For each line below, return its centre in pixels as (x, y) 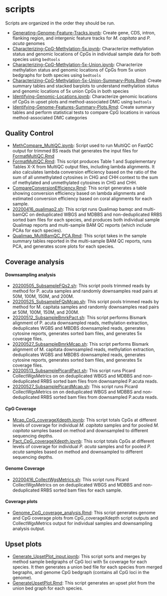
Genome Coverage (25, 469)
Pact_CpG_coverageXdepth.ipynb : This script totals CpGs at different (83, 441)
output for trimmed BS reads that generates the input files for (75, 150)
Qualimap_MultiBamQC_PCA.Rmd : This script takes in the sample (80, 235)
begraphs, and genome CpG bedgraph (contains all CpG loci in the (81, 572)
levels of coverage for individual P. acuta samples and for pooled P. (82, 446)
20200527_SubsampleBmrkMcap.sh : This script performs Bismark (81, 344)
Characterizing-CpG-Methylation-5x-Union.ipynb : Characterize (78, 64)
